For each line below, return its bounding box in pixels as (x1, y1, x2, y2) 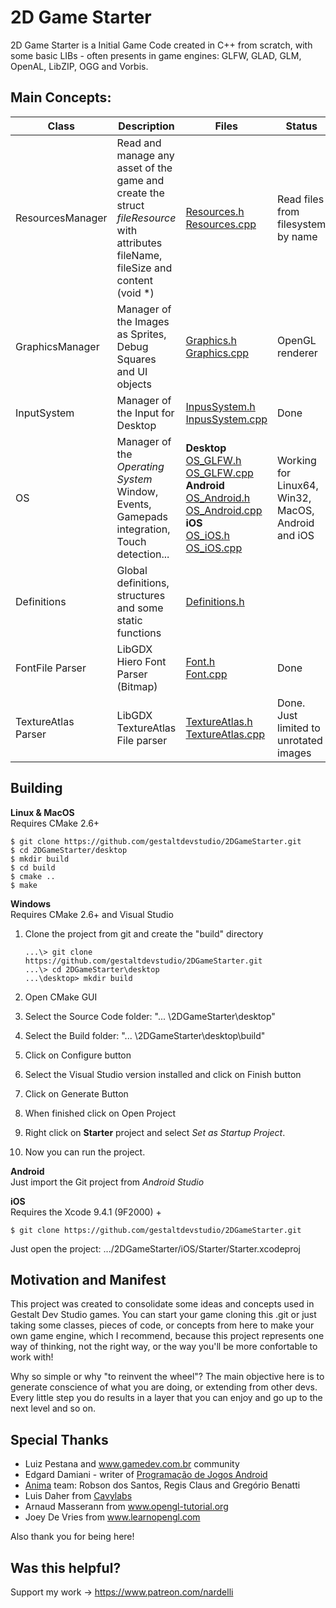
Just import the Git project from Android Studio (10, 1176, 205, 1188)
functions (116, 626, 162, 640)
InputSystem (15, 406, 75, 420)
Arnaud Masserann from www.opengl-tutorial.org (24, 1501, 229, 1513)
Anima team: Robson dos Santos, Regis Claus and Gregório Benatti (24, 1479, 301, 1491)
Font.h (185, 654, 216, 668)
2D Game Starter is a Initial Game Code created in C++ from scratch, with (10, 39, 313, 51)
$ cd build (10, 862, 56, 873)
